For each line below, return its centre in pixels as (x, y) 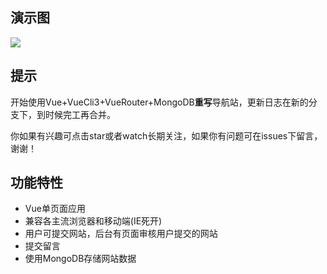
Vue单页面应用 (55, 209)
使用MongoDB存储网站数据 (80, 259)
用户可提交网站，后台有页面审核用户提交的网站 (121, 234)
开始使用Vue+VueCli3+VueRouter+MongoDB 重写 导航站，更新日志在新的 (159, 102)
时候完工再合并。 (80, 114)
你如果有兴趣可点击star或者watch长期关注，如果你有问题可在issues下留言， (166, 135)
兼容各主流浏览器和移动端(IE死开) (93, 221)
